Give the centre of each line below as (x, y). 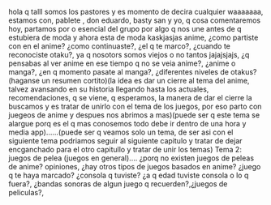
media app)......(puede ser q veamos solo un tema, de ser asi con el (121, 132)
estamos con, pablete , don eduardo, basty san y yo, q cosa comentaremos (135, 20)
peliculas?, (26, 192)
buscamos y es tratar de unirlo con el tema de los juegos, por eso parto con (135, 106)
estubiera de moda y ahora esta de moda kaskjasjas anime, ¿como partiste (133, 37)
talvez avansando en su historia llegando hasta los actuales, (109, 89)
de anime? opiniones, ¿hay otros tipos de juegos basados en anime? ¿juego (135, 167)
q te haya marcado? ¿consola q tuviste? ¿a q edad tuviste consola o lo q (129, 175)
